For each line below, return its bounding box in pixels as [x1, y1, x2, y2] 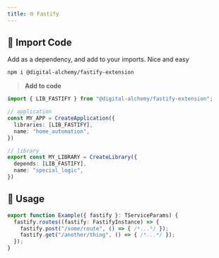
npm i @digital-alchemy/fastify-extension [7, 69, 134, 76]
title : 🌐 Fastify [7, 10, 59, 18]
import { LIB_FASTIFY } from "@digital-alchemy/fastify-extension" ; [7, 95, 213, 102]
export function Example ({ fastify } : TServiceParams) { [7, 211, 179, 219]
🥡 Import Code [7, 37, 72, 49]
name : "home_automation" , [13, 128, 90, 135]
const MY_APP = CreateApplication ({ [7, 115, 115, 122]
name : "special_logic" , [13, 167, 83, 174]
